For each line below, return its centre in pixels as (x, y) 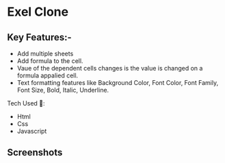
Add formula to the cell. (50, 61)
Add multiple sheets (45, 53)
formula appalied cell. (48, 75)
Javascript (32, 131)
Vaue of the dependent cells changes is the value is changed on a (110, 68)
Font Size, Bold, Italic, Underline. (63, 90)
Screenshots (35, 152)
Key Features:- (39, 37)
